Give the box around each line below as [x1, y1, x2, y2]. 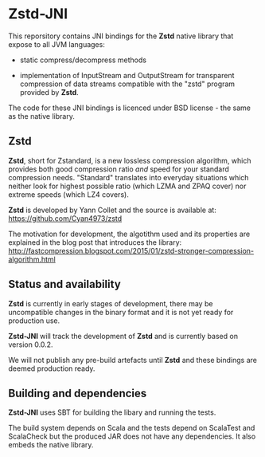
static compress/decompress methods [19, 55, 147, 65]
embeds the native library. [8, 440, 94, 450]
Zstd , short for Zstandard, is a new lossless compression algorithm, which [8, 156, 252, 165]
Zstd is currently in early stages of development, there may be [8, 298, 213, 308]
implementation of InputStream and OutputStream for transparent [19, 70, 235, 80]
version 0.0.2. [8, 340, 53, 349]
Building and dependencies [8, 386, 147, 400]
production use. [8, 316, 60, 325]
